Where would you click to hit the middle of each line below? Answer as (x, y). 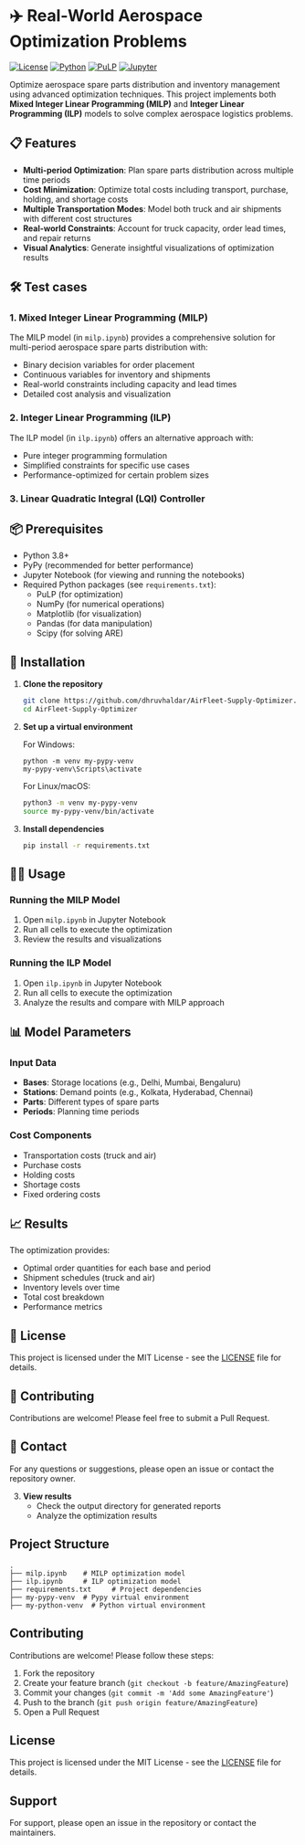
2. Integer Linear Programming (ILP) (90, 417)
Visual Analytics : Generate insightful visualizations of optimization (148, 248)
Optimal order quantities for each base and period (117, 1268)
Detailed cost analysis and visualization (97, 394)
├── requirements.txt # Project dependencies (106, 1589)
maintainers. (33, 1833)
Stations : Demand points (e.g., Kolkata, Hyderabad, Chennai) (138, 1092)
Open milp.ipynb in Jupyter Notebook (94, 920)
